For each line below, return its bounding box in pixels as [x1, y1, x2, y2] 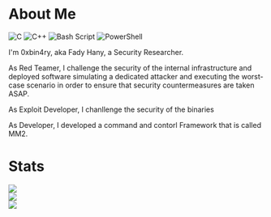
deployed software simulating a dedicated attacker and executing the [8, 71, 240, 81]
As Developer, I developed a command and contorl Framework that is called [8, 120, 262, 130]
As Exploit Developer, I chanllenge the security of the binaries [8, 104, 215, 114]
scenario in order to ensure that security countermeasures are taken [26, 80, 255, 90]
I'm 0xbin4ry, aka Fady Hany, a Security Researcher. [8, 47, 184, 57]
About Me [8, 5, 76, 23]
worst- [241, 71, 264, 81]
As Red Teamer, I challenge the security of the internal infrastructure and [8, 62, 252, 73]
